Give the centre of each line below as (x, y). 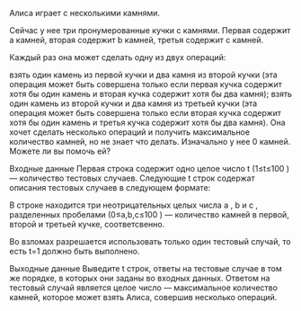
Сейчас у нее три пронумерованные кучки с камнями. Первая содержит (150, 30)
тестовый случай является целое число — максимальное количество (144, 288)
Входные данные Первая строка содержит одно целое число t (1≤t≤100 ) (150, 169)
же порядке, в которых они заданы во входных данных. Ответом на (140, 278)
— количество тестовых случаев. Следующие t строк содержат (132, 178)
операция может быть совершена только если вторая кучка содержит (145, 113)
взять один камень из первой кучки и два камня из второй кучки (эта (144, 75)
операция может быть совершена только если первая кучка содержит (146, 84)
